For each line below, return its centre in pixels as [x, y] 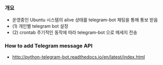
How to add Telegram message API [49, 46]
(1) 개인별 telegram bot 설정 [40, 26]
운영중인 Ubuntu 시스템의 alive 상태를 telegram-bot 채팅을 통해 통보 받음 [85, 20]
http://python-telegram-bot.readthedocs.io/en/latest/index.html [78, 57]
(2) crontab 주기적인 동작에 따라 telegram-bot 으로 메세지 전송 [75, 32]
